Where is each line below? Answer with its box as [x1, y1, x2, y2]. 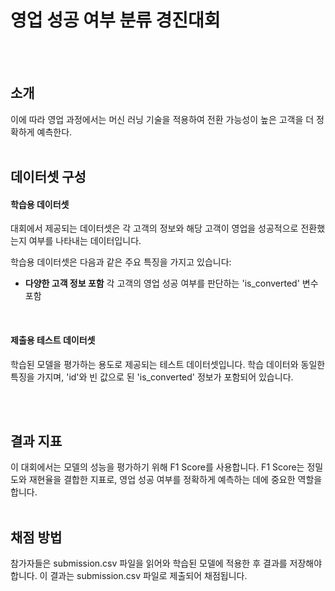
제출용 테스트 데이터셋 [10, 334, 96, 346]
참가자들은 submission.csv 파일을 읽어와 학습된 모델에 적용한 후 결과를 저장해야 [10, 557, 323, 570]
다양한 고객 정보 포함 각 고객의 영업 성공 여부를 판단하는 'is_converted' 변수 [24, 277, 319, 290]
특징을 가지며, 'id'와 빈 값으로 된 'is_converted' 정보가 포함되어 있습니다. [10, 371, 294, 383]
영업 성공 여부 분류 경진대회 [10, 9, 221, 32]
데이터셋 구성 [10, 169, 87, 186]
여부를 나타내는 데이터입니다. [28, 235, 142, 247]
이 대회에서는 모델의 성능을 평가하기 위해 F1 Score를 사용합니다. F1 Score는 [10, 461, 305, 473]
